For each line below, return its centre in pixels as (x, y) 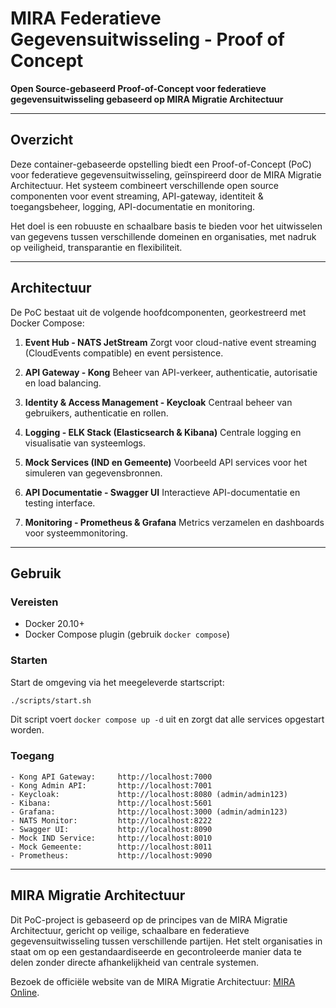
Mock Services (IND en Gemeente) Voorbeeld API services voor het (166, 462)
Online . (25, 992)
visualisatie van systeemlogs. (85, 443)
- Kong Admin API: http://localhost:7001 (111, 785)
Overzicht (42, 140)
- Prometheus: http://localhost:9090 (111, 855)
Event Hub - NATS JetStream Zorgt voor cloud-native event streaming (170, 342)
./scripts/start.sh (51, 700)
